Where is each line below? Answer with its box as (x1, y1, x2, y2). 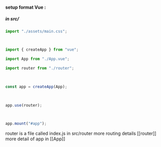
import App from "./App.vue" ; (5, 56, 70, 61)
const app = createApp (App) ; (5, 84, 67, 89)
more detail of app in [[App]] (5, 136, 65, 142)
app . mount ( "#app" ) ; (5, 121, 47, 127)
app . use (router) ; (5, 102, 42, 108)
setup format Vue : (5, 4, 46, 10)
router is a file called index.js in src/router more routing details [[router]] (5, 131, 157, 137)
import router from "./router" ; (5, 66, 74, 71)
